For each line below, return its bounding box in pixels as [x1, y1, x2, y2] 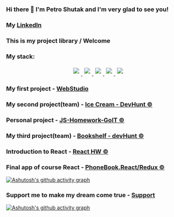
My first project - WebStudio [6, 84, 89, 92]
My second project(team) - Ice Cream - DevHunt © [6, 100, 153, 108]
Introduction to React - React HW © [6, 147, 109, 156]
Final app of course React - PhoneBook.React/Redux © [6, 163, 165, 171]
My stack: [6, 52, 35, 60]
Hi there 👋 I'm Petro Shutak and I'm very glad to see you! [6, 5, 169, 13]
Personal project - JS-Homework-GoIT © [6, 116, 124, 124]
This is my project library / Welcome [6, 36, 111, 44]
